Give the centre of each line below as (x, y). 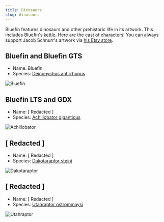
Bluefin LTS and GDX (39, 100)
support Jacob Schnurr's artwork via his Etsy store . (59, 40)
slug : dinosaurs (22, 15)
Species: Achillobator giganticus (46, 117)
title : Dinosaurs (24, 10)
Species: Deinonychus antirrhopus (49, 74)
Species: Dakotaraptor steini (42, 160)
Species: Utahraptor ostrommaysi (48, 204)
